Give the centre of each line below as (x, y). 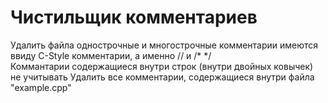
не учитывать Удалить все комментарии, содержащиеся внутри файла (162, 77)
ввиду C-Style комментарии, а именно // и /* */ (111, 55)
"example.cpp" (41, 87)
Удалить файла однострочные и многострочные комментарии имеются (164, 45)
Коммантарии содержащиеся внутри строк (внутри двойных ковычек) (162, 66)
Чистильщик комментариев (134, 17)
